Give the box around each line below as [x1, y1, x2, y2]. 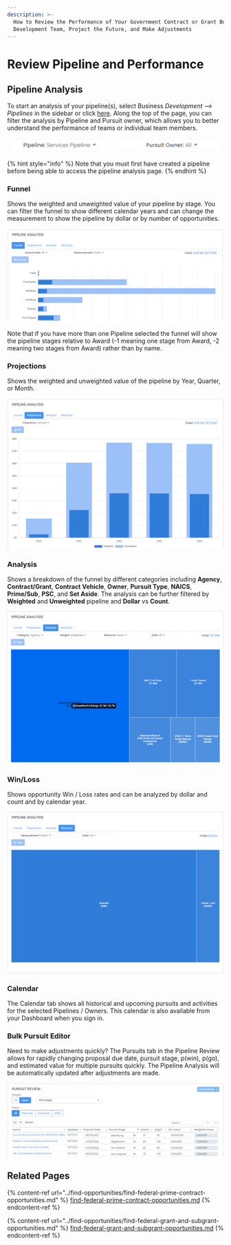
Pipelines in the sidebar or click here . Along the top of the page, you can [7, 109, 212, 117]
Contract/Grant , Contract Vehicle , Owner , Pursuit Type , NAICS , [7, 582, 192, 590]
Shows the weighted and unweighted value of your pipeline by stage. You [7, 199, 215, 208]
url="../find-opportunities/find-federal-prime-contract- [51, 1188, 206, 1197]
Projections [7, 361, 47, 370]
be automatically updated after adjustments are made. [7, 1069, 160, 1077]
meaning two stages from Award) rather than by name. [7, 343, 162, 352]
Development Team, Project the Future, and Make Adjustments [13, 26, 192, 32]
